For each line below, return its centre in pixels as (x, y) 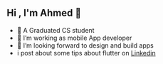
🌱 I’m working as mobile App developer (74, 38)
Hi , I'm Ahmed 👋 (44, 13)
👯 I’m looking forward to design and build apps (85, 45)
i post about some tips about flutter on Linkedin (86, 53)
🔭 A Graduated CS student (56, 30)
